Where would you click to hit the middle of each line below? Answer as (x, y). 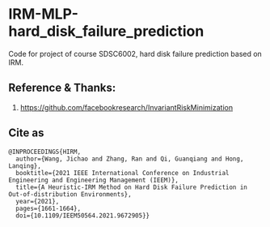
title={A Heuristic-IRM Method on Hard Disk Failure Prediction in (132, 187)
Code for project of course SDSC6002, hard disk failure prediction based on (135, 54)
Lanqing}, (25, 166)
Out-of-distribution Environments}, (70, 194)
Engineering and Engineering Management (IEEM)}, (94, 180)
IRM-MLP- (44, 14)
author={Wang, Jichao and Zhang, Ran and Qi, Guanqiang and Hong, (130, 159)
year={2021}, (38, 201)
